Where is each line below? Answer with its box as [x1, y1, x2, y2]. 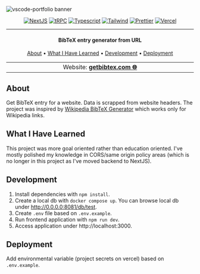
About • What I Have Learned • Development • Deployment [26, 49, 174, 57]
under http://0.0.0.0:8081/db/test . [14, 203, 97, 210]
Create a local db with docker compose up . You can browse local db [14, 197, 179, 204]
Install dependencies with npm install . [14, 191, 110, 198]
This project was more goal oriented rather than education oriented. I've [6, 145, 183, 152]
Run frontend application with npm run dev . [14, 216, 120, 223]
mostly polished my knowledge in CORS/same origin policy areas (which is [6, 151, 189, 158]
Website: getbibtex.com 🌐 [62, 63, 137, 71]
